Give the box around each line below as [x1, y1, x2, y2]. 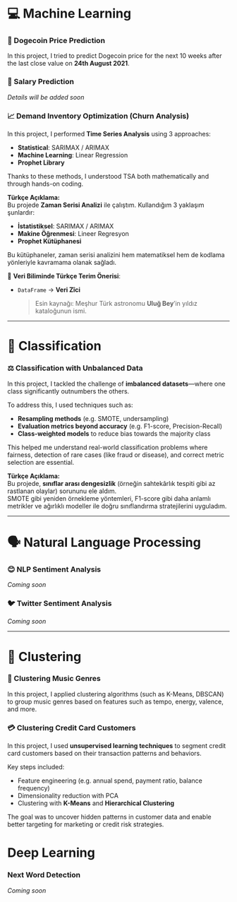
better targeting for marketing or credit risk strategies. [7, 820, 164, 829]
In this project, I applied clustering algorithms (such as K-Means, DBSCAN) [7, 689, 224, 698]
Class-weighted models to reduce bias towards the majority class [17, 429, 211, 438]
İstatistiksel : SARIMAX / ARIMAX [17, 222, 114, 230]
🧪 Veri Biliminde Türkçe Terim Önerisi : [7, 272, 121, 280]
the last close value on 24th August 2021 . [7, 59, 130, 68]
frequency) [17, 784, 51, 793]
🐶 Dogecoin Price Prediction [7, 36, 106, 46]
